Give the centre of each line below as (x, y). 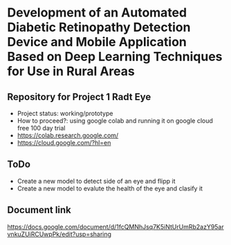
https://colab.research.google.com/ (68, 135)
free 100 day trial (41, 128)
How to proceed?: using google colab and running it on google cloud (115, 121)
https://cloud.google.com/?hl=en (64, 143)
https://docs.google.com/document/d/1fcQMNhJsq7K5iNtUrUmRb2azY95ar (115, 226)
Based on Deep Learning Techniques (115, 57)
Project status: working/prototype (65, 113)
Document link (39, 210)
